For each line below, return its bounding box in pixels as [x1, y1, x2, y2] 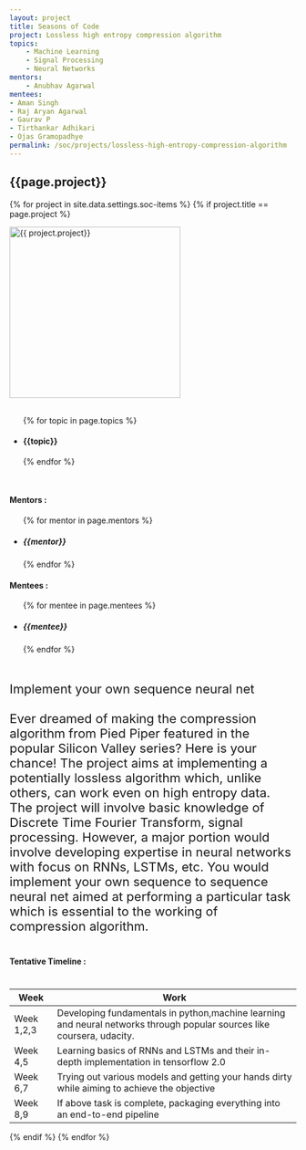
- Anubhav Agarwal [25, 81, 96, 90]
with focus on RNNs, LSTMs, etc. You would [9, 859, 270, 875]
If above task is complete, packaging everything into [56, 1097, 280, 1110]
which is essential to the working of [9, 904, 219, 920]
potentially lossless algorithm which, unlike [9, 770, 262, 786]
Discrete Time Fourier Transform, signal [9, 814, 243, 831]
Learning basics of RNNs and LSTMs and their [56, 1044, 255, 1057]
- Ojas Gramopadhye [9, 132, 84, 141]
